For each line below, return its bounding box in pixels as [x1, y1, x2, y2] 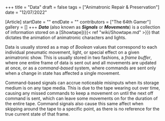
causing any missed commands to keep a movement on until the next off [5, 91, 154, 96]
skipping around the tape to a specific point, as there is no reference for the [5, 106, 160, 112]
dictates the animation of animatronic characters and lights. [5, 34, 126, 40]
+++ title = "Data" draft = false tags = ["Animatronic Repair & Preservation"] [5, 4, 160, 10]
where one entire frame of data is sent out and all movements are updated [5, 60, 157, 65]
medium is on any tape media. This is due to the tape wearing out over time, [5, 85, 160, 91]
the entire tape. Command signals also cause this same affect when [5, 101, 144, 106]
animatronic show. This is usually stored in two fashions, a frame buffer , [5, 55, 152, 60]
